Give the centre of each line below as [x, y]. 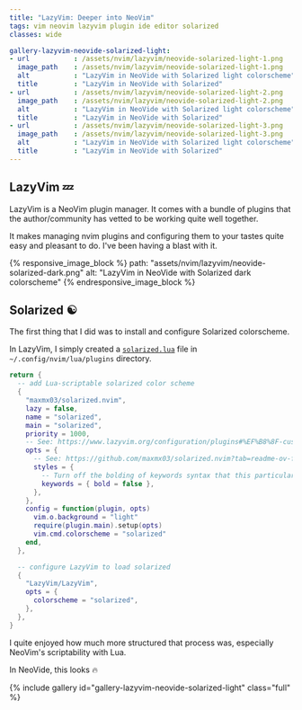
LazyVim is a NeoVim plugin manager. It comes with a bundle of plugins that [150, 209]
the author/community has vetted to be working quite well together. [134, 218]
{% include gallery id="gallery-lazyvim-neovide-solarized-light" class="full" [150, 688]
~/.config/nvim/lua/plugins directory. [80, 359]
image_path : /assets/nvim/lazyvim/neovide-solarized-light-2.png [150, 101]
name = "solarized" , [64, 417]
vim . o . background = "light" [86, 518]
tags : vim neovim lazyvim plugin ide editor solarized [114, 26]
